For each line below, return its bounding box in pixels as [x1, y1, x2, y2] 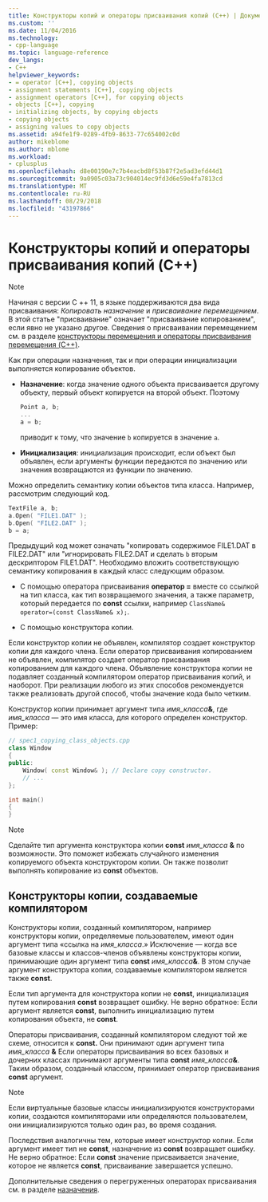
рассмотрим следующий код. [8, 488, 110, 499]
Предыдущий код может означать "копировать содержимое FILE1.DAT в [8, 541, 257, 550]
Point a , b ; [19, 404, 60, 412]
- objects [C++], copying [8, 100, 94, 108]
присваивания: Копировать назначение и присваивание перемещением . [8, 306, 259, 316]
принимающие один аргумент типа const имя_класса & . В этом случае [8, 956, 251, 966]
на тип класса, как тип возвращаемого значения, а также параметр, [19, 590, 254, 600]
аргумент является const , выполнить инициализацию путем [8, 1006, 215, 1015]
